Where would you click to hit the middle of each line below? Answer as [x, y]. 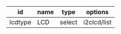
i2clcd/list [97, 22]
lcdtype [20, 22]
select [69, 22]
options [97, 12]
